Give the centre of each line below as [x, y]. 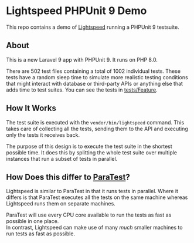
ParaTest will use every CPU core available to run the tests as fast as [89, 215]
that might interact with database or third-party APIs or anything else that [95, 83]
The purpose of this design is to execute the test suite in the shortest [89, 146]
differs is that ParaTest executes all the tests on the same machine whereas [97, 197]
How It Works [31, 108]
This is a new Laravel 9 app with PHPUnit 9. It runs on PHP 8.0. [82, 59]
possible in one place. [33, 221]
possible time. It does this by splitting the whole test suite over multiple [92, 152]
